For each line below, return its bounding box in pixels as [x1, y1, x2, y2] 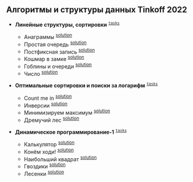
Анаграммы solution [23, 32, 73, 41]
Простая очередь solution [23, 40, 87, 48]
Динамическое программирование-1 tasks [14, 128, 127, 135]
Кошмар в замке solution [23, 54, 85, 63]
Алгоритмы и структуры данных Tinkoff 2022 [6, 5, 188, 15]
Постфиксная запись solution [23, 47, 95, 55]
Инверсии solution [23, 101, 68, 109]
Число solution [23, 69, 58, 77]
